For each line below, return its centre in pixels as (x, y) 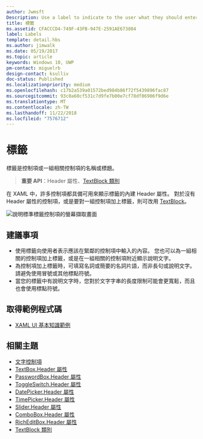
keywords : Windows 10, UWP (40, 62)
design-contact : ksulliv (37, 74)
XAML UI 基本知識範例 (43, 325)
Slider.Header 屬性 (38, 407)
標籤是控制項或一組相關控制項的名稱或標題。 (62, 168)
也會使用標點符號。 (39, 288)
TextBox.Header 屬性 (41, 369)
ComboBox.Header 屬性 (45, 414)
